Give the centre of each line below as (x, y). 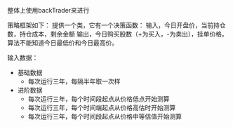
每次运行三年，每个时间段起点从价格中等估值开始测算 (105, 116)
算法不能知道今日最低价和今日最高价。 (62, 43)
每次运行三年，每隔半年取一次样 (74, 81)
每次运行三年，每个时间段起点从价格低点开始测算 (99, 99)
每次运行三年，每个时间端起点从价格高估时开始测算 (102, 108)
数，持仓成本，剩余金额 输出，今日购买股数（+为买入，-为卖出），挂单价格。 (118, 34)
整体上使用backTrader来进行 (48, 10)
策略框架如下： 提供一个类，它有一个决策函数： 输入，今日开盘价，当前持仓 (116, 25)
